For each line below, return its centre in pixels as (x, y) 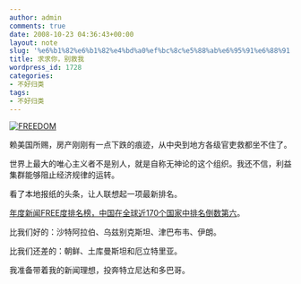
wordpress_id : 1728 (46, 68)
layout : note (34, 43)
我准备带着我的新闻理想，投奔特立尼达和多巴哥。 (99, 271)
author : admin (36, 17)
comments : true (38, 26)
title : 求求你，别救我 (47, 59)
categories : (31, 76)
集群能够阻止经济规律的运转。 (64, 175)
